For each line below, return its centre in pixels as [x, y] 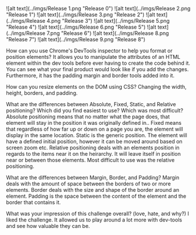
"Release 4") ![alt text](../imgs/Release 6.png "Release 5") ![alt [81, 27]
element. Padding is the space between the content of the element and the [96, 196]
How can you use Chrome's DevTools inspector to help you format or [89, 51]
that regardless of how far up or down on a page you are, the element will [94, 129]
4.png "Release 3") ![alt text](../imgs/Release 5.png [108, 21]
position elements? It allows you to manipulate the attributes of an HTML [93, 57]
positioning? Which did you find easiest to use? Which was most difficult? [94, 111]
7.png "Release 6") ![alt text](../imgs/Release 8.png [108, 33]
